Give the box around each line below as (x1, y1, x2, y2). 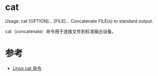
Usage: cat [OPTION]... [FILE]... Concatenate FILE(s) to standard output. (5, 18, 153, 24)
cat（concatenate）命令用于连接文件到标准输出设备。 (5, 28, 116, 34)
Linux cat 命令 (12, 65, 41, 71)
